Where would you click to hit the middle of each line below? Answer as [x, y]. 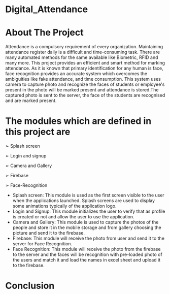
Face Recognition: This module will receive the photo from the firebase [87, 249]
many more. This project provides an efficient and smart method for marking [85, 63]
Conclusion [30, 286]
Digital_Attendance [46, 9]
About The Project [44, 33]
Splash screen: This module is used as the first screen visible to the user [89, 195]
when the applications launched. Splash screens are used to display [84, 201]
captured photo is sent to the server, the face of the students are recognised [85, 95]
